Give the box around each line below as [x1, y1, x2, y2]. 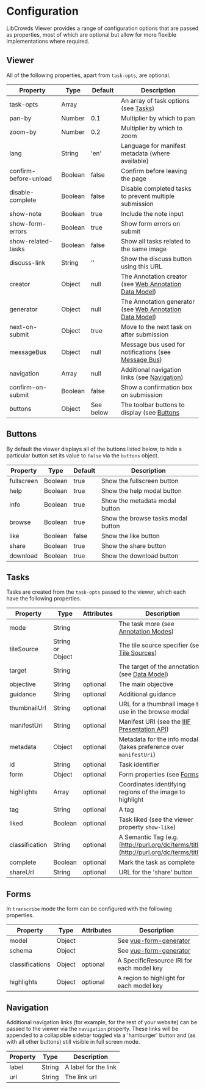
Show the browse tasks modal [101, 514, 188, 522]
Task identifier [118, 760, 160, 769]
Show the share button [101, 541, 167, 550]
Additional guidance [118, 690, 176, 698]
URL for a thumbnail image [118, 700, 195, 709]
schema [9, 947, 32, 955]
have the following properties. [6, 595, 82, 602]
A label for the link [65, 1063, 117, 1071]
